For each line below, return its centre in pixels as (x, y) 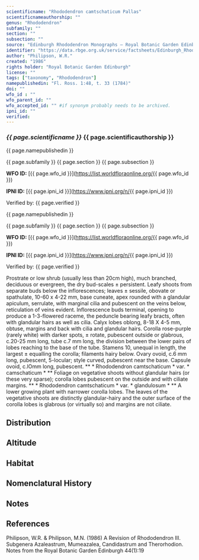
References (28, 523)
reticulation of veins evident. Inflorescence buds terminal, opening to (90, 309)
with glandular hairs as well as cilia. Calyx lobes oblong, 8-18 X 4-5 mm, (94, 322)
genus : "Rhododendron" (34, 23)
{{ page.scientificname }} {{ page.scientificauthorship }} (90, 137)
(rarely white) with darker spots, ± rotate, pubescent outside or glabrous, (95, 335)
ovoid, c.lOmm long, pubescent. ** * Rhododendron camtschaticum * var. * (98, 366)
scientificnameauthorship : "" (44, 17)
